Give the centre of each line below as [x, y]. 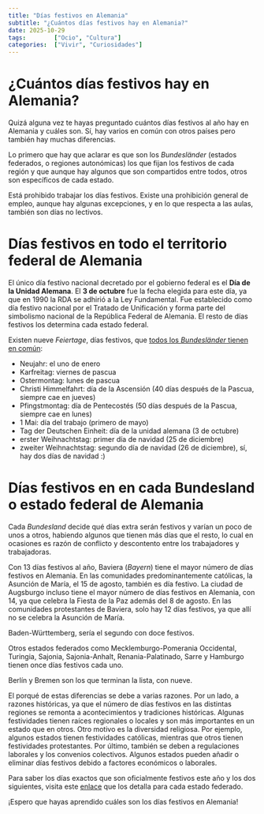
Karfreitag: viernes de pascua [68, 372]
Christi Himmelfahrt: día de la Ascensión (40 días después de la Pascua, [137, 389]
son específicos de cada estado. [61, 180]
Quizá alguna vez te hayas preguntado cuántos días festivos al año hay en [129, 122]
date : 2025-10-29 [37, 30]
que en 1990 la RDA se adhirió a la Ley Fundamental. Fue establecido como [130, 300]
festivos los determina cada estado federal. [78, 324]
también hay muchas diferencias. [62, 140]
